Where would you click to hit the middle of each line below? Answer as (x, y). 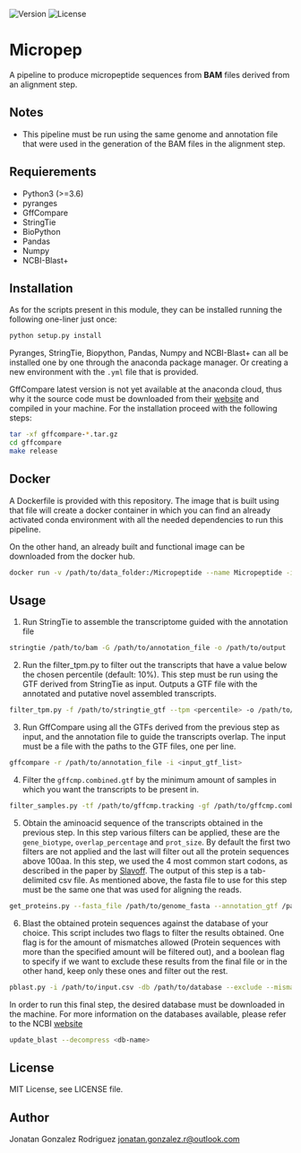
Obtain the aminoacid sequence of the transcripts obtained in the (142, 823)
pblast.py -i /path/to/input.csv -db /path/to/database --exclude (136, 987)
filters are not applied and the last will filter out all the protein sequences (155, 851)
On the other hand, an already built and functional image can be (127, 546)
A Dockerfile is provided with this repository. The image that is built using (144, 500)
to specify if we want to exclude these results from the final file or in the (155, 961)
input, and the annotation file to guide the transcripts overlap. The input (154, 737)
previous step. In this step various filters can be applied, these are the (151, 832)
